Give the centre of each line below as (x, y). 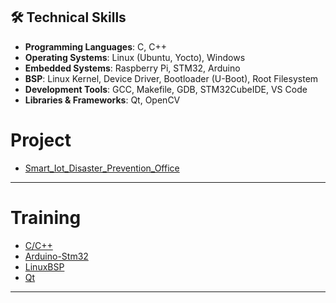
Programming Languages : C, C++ (95, 46)
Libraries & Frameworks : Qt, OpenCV (102, 100)
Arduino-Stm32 (56, 256)
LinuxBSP (44, 266)
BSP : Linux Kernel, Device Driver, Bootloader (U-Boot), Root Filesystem (171, 78)
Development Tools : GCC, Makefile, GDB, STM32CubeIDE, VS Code (166, 89)
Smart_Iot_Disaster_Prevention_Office (102, 168)
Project (41, 140)
